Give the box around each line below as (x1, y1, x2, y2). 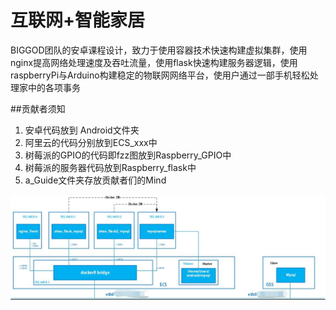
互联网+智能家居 (10, 9, 146, 32)
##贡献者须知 (10, 102, 66, 115)
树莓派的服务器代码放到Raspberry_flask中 (24, 161, 197, 173)
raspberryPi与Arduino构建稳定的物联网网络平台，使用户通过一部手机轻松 (10, 69, 310, 81)
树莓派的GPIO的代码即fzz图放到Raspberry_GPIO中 (24, 149, 232, 161)
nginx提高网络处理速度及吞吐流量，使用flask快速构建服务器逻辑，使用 (10, 56, 298, 68)
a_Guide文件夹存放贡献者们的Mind (24, 174, 167, 186)
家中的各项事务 (18, 81, 81, 93)
